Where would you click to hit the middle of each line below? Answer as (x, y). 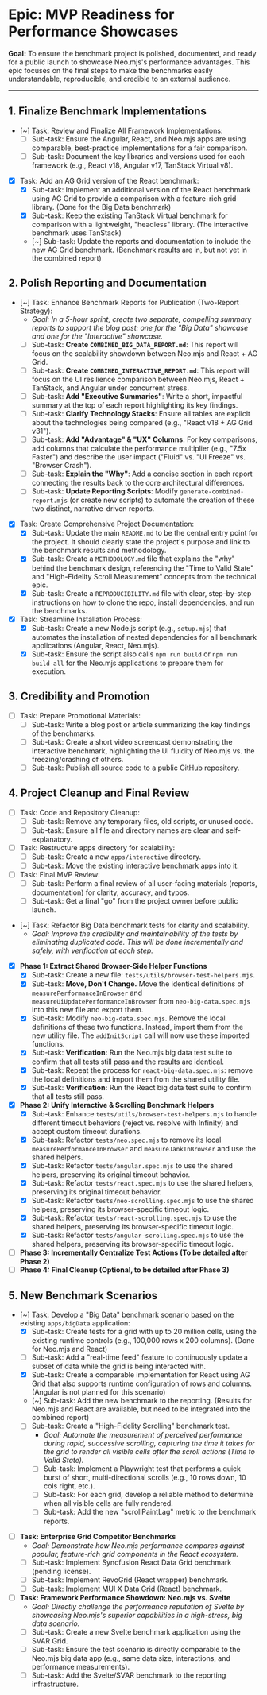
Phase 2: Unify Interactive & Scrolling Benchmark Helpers (117, 1105)
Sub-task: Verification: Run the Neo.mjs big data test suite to (132, 1053)
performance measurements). (80, 1666)
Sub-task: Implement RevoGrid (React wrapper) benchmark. (130, 1580)
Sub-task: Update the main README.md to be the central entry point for (145, 533)
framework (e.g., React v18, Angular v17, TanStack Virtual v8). (132, 165)
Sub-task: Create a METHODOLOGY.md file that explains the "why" (133, 559)
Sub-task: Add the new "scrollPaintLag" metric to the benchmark (150, 1512)
